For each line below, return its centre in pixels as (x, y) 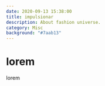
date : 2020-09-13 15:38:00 (39, 11)
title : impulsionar (30, 17)
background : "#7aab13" (34, 33)
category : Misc (25, 28)
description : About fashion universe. (53, 22)
